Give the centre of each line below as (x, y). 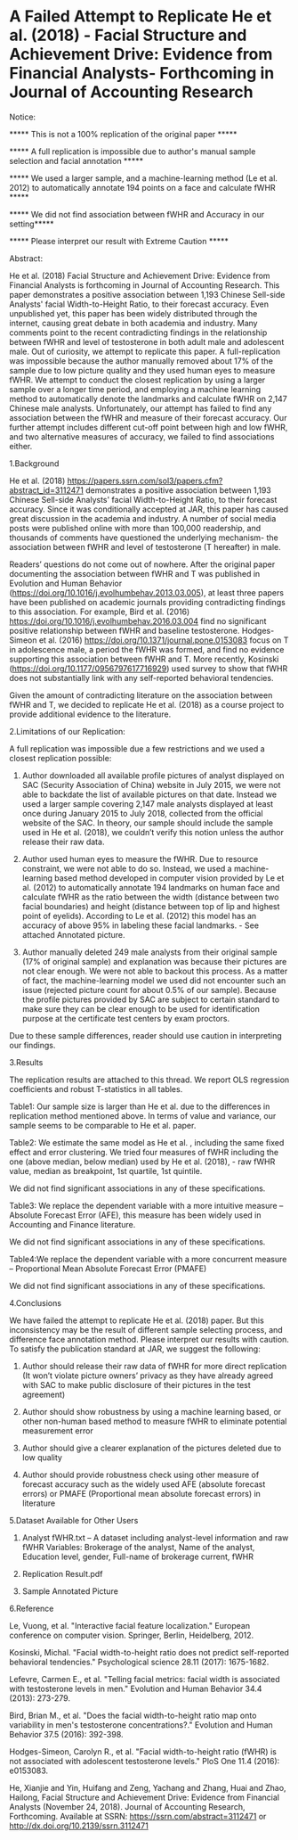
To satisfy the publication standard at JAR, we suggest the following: (135, 1349)
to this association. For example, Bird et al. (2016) (100, 612)
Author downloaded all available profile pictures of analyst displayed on (153, 775)
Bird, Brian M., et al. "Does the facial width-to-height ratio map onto (133, 1715)
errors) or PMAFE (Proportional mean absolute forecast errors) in (141, 1493)
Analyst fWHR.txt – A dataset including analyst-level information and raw (155, 1537)
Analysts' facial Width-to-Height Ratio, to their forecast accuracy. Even (139, 304)
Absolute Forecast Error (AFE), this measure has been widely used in (135, 1215)
